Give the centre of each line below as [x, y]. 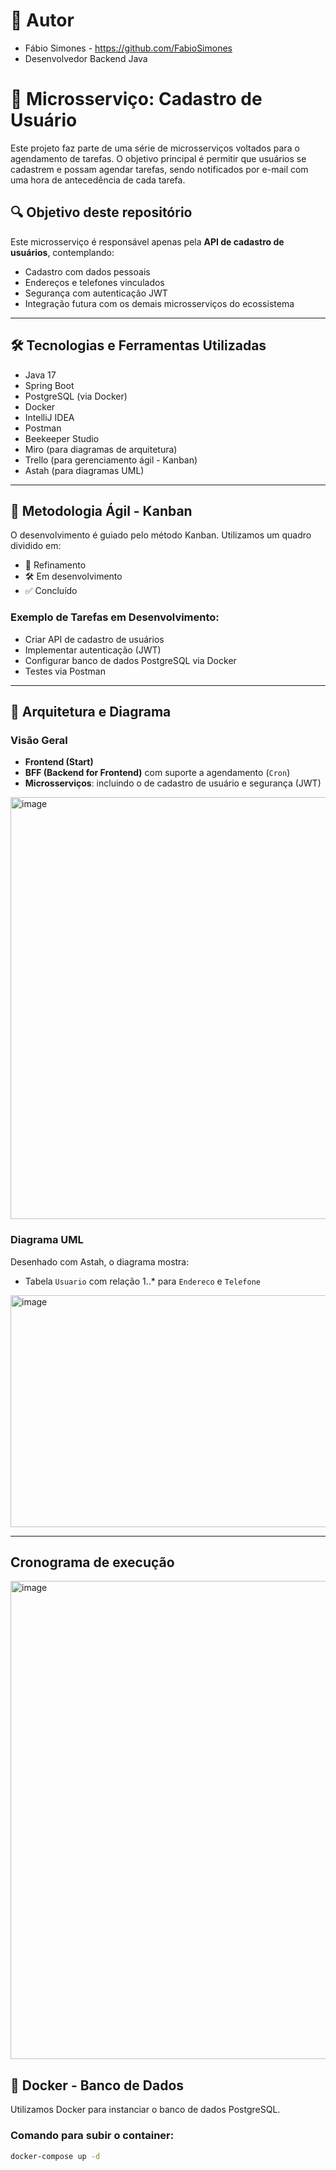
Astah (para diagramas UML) [84, 470]
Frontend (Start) [59, 762]
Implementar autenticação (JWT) [93, 650]
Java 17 [40, 375]
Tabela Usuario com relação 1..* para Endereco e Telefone [142, 1281]
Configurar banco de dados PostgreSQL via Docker [130, 660]
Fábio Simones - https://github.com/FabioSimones [128, 48]
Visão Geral [39, 740]
